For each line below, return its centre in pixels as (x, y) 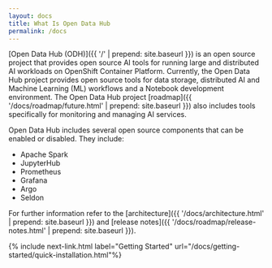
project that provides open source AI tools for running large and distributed (134, 63)
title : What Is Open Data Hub (60, 24)
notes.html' (27, 231)
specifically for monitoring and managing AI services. (97, 115)
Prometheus (41, 172)
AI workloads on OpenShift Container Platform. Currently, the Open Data (129, 71)
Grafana (34, 180)
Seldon (32, 198)
